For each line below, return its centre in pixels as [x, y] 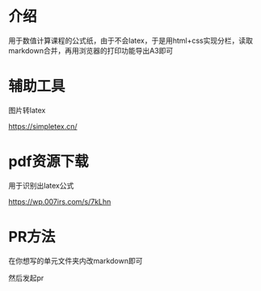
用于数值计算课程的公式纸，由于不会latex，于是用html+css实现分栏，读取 [130, 40]
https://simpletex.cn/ [43, 126]
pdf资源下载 [48, 162]
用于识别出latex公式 [41, 185]
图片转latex [27, 110]
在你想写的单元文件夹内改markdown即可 [76, 260]
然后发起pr [26, 278]
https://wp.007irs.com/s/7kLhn [60, 201]
